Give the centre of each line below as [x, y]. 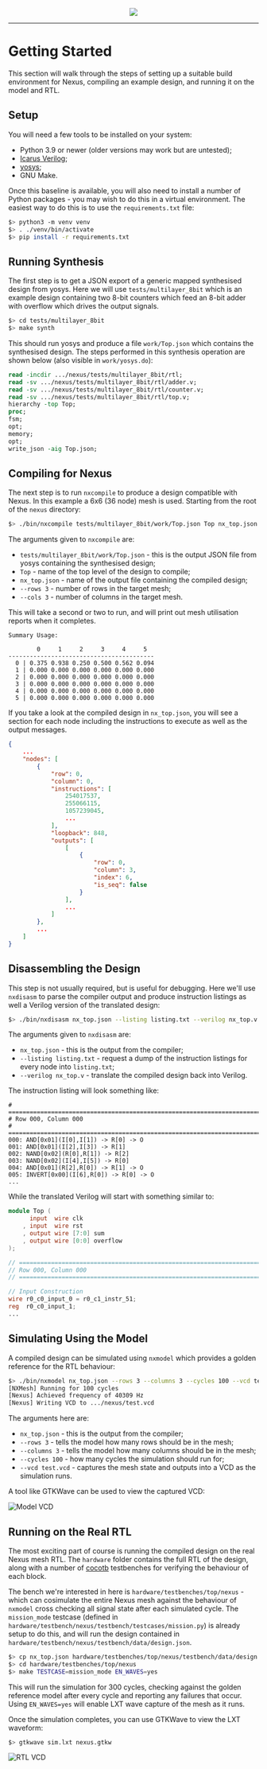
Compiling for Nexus [60, 473]
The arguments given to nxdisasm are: [70, 1035]
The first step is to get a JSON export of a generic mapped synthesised [125, 281]
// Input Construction [46, 1292]
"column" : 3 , [115, 870]
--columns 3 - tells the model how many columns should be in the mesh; [138, 1451]
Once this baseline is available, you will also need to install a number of [124, 190]
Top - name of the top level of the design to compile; [105, 572]
